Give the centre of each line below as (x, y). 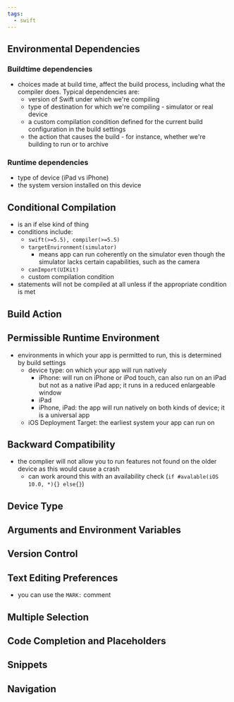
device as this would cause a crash (68, 469)
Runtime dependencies (48, 163)
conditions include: (45, 232)
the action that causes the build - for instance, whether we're (117, 137)
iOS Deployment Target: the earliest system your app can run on (121, 422)
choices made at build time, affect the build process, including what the (121, 85)
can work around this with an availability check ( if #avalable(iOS (123, 476)
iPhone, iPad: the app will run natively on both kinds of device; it (132, 407)
